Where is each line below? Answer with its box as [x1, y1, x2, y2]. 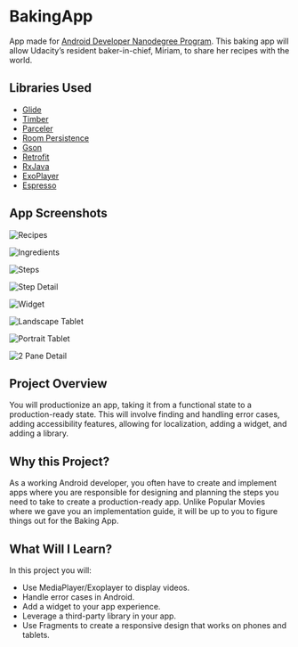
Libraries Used [9, 80, 92, 95]
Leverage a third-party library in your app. [21, 610, 176, 621]
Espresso [21, 180, 57, 191]
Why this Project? [9, 454, 109, 469]
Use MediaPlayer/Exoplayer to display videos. [21, 582, 190, 593]
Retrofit [21, 152, 50, 162]
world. [9, 54, 33, 65]
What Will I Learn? [9, 541, 113, 556]
